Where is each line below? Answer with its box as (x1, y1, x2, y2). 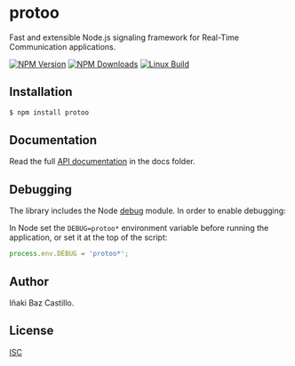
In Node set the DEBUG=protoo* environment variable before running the (9, 223, 269, 234)
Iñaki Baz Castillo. (9, 297, 75, 308)
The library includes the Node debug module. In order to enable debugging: (9, 205, 286, 216)
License (9, 323, 54, 338)
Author (9, 274, 49, 289)
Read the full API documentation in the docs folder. (9, 156, 195, 167)
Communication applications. (9, 41, 116, 52)
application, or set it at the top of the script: (9, 232, 168, 243)
